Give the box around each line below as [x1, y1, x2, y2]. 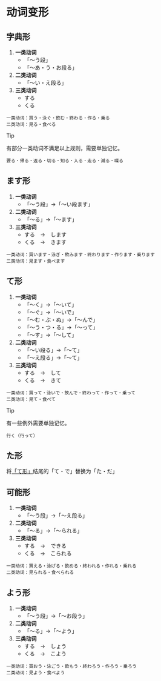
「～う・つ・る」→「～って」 [24, 324, 99, 331]
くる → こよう [24, 650, 67, 657]
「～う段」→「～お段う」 [24, 613, 88, 620]
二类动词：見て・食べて [6, 396, 56, 402]
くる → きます [24, 238, 67, 245]
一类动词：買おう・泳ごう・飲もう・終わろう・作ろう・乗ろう [6, 663, 137, 669]
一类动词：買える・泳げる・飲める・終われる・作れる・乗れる [6, 563, 137, 570]
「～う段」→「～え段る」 [24, 512, 88, 519]
